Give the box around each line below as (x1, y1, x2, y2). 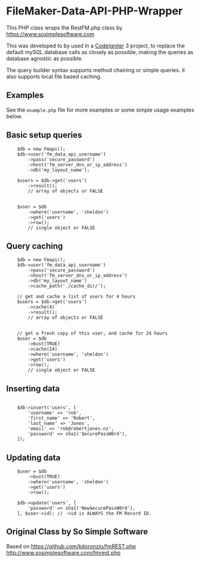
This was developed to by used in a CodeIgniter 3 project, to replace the (6, 42, 185, 49)
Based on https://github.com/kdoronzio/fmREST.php (6, 542, 136, 550)
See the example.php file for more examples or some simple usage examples (6, 106, 195, 113)
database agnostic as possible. (6, 55, 83, 62)
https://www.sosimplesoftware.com (6, 30, 95, 37)
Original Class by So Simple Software (6, 527, 148, 537)
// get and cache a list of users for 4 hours (17, 294, 136, 300)
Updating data (6, 452, 61, 463)
